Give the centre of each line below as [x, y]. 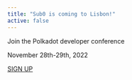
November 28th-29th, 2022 [48, 55]
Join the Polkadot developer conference [66, 41]
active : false [28, 21]
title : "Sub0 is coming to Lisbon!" [61, 14]
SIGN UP [20, 69]
